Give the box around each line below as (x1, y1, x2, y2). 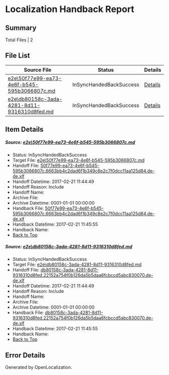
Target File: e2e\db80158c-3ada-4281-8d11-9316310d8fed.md (12, 261, 142, 267)
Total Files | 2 (5, 37, 33, 43)
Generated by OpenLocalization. (5, 364, 72, 370)
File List (5, 51, 30, 60)
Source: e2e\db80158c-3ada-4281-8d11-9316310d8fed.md (5, 243, 132, 249)
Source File (24, 66, 52, 73)
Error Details (5, 351, 45, 359)
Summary (5, 24, 37, 32)
